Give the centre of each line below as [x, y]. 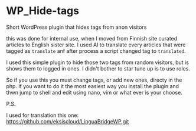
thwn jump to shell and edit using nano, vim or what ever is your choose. [94, 92]
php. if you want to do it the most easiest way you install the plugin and [92, 86]
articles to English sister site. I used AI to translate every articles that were [96, 45]
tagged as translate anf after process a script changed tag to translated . [96, 51]
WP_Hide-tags [43, 11]
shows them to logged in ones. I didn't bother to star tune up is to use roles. [98, 68]
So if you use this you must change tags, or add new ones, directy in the [94, 80]
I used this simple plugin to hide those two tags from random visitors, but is [97, 62]
